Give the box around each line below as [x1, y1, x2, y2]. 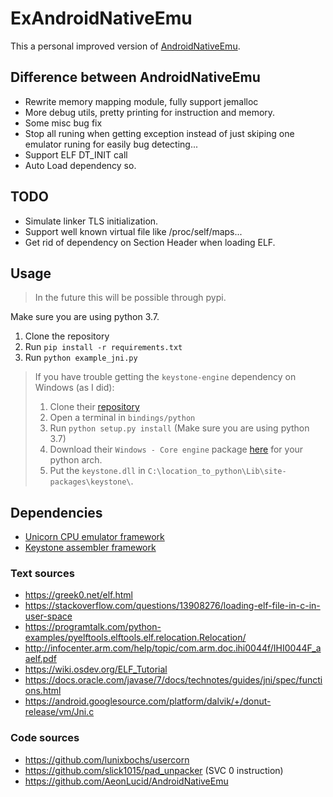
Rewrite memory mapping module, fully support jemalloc [24, 95, 259, 107]
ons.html [24, 685, 62, 697]
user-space [24, 610, 73, 622]
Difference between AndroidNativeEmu [10, 69, 261, 86]
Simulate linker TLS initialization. [24, 215, 159, 227]
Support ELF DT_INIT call [24, 148, 128, 161]
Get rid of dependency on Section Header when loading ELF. [24, 236, 276, 248]
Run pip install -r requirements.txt [24, 341, 183, 353]
